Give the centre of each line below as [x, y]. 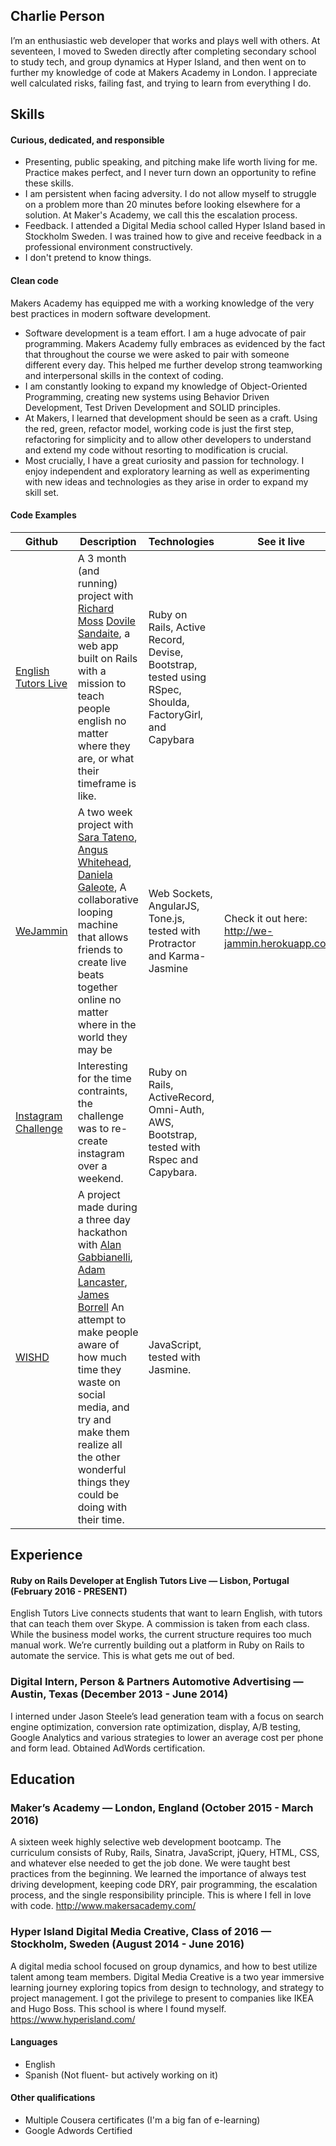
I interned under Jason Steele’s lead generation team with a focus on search [167, 1716]
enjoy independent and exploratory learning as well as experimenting [167, 471]
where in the [107, 1024]
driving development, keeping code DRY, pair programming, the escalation [164, 1885]
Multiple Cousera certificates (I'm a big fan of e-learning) [142, 2120]
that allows [103, 937]
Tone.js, [167, 918]
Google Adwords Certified [78, 2131]
